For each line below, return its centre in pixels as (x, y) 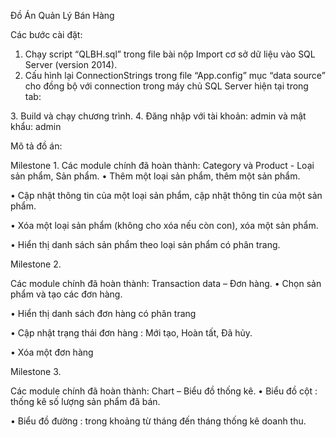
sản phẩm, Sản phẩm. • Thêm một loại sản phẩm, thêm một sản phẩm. (155, 176)
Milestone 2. (36, 264)
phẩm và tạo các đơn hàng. (66, 294)
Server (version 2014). (71, 64)
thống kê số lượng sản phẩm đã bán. (85, 401)
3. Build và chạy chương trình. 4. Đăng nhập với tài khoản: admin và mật (158, 116)
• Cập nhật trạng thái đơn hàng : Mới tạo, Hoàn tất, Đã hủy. (131, 333)
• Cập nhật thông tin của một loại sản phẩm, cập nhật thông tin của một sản (166, 195)
